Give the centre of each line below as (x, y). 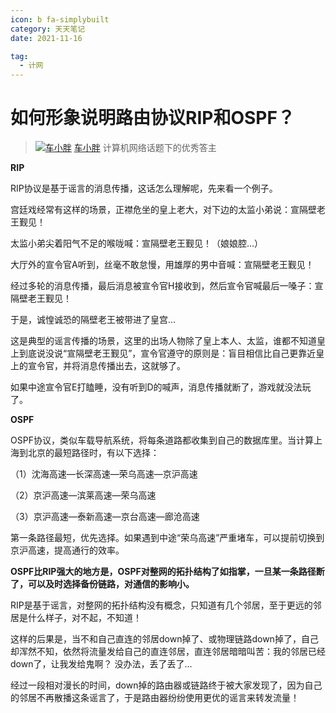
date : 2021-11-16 (46, 38)
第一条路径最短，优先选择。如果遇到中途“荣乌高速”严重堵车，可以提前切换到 (167, 538)
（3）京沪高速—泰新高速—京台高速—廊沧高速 (105, 517)
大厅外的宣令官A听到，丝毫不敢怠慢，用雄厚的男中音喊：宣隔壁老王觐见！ (162, 265)
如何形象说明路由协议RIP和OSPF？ (152, 118)
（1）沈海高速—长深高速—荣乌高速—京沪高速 (104, 474)
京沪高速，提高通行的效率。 (67, 550)
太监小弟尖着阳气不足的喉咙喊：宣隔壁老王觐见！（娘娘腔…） (137, 243)
